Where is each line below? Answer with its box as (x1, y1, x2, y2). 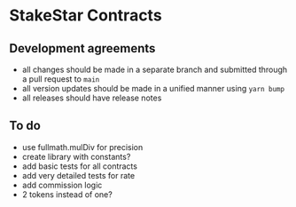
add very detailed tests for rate (21, 170, 136, 180)
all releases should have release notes (21, 92, 162, 103)
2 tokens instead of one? (21, 188, 113, 200)
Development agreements (9, 41, 156, 56)
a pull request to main (21, 74, 100, 84)
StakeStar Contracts (9, 5, 162, 26)
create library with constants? (21, 151, 131, 162)
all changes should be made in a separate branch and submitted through (21, 64, 288, 75)
